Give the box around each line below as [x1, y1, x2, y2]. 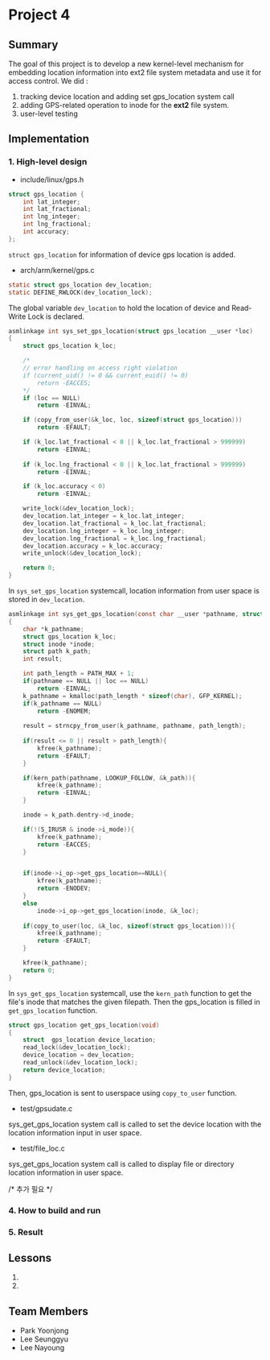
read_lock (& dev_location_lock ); [22, 1044, 131, 1052]
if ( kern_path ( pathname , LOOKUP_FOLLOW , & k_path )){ [22, 774, 196, 782]
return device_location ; [22, 1065, 106, 1074]
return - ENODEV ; [37, 884, 92, 893]
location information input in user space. [8, 1127, 142, 1137]
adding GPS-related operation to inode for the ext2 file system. [19, 101, 229, 110]
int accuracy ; [22, 228, 70, 236]
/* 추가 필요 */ [8, 1184, 53, 1193]
